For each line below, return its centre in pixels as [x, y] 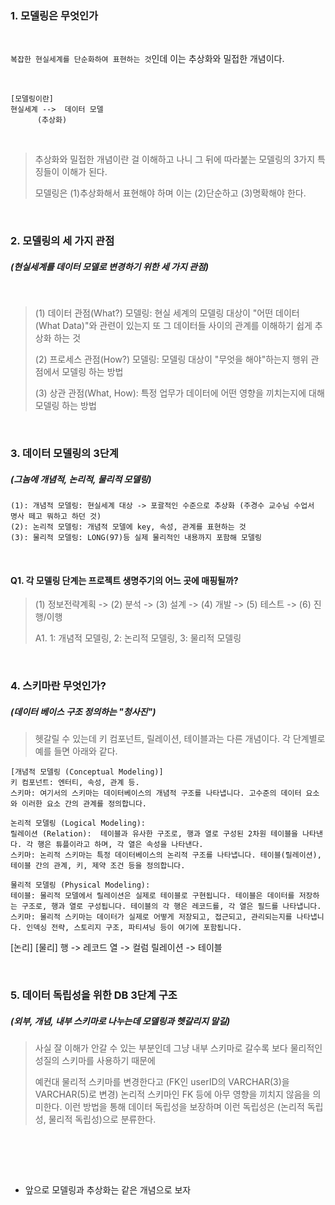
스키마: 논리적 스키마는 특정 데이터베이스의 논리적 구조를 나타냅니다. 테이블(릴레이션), [166, 855]
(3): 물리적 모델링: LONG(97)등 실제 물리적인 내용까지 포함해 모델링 [136, 538]
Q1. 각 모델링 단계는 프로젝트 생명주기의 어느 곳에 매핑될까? [124, 580]
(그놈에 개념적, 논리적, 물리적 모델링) [81, 479]
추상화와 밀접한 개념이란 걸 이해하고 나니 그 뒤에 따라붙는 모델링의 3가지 [175, 159]
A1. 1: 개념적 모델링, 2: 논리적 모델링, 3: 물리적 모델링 [138, 638]
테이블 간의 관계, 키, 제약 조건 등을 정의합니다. [98, 866]
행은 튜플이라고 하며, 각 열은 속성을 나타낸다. [120, 845]
